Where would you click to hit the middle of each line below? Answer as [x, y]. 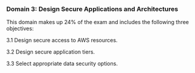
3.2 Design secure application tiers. [51, 52]
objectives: [20, 28]
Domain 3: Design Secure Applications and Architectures [92, 9]
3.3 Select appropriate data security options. [62, 64]
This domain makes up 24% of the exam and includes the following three [98, 22]
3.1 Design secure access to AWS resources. [62, 40]
